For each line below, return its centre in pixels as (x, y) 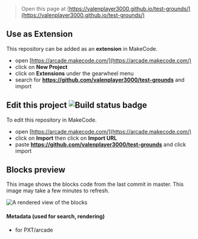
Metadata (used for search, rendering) (55, 217)
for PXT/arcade (34, 230)
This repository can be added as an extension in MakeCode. (82, 48)
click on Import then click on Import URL (66, 138)
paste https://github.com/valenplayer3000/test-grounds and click (101, 144)
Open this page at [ (45, 9)
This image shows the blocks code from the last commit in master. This (95, 185)
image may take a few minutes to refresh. (58, 191)
